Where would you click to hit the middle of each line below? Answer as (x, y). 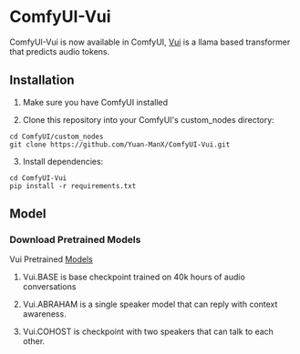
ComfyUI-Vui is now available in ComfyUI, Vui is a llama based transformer (150, 42)
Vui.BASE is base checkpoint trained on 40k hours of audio (134, 277)
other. (34, 341)
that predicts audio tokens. (60, 51)
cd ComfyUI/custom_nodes (57, 137)
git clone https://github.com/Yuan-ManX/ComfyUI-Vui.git (120, 144)
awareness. (44, 314)
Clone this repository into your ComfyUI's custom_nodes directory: (149, 119)
